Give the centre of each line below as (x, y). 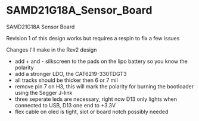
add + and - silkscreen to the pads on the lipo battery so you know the (101, 61)
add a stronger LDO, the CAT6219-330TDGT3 (71, 74)
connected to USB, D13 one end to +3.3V (65, 105)
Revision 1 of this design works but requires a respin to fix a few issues (93, 38)
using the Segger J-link (43, 93)
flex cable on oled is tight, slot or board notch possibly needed (91, 112)
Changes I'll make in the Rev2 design (52, 50)
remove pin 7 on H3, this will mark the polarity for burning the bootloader (104, 86)
